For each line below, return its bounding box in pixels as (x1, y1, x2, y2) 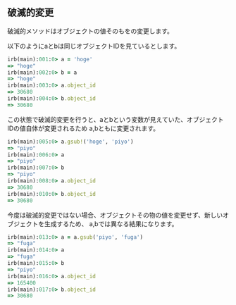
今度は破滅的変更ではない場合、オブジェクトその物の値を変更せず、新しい (7, 211, 223, 219)
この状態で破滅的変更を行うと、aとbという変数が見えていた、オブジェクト (7, 115, 224, 123)
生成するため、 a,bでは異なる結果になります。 (44, 219, 178, 228)
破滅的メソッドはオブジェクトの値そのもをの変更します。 (7, 27, 174, 35)
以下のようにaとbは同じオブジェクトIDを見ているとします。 (7, 42, 181, 50)
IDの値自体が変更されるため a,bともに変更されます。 (7, 124, 160, 132)
